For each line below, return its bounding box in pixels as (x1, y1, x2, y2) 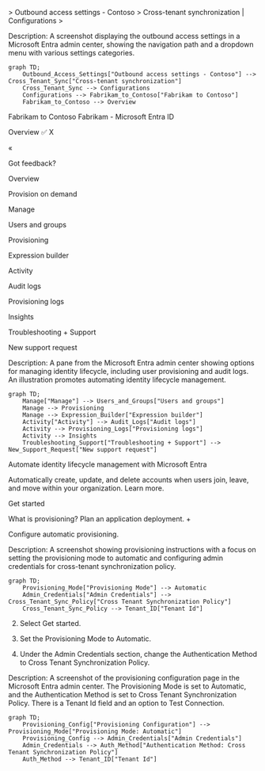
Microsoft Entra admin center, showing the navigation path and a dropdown (8, 40, 254, 49)
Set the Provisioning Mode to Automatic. (19, 634, 152, 643)
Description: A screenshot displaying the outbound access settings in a (8, 32, 240, 40)
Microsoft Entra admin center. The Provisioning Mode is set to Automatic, (8, 681, 247, 691)
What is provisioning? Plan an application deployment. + (8, 514, 191, 523)
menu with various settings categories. (8, 48, 135, 57)
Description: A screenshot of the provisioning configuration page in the (8, 674, 240, 682)
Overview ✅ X (8, 128, 54, 136)
